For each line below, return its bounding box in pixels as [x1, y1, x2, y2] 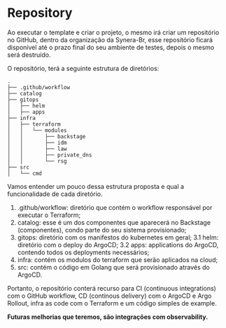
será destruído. [7, 51, 51, 59]
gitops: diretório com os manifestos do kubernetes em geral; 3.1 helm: [17, 233, 219, 242]
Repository [7, 5, 73, 21]
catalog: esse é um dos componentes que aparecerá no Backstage [17, 218, 211, 226]
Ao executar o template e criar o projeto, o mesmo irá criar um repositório [7, 28, 220, 37]
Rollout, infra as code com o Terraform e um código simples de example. [7, 299, 217, 307]
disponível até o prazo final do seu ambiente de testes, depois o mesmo [7, 43, 215, 51]
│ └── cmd [7, 170, 42, 177]
